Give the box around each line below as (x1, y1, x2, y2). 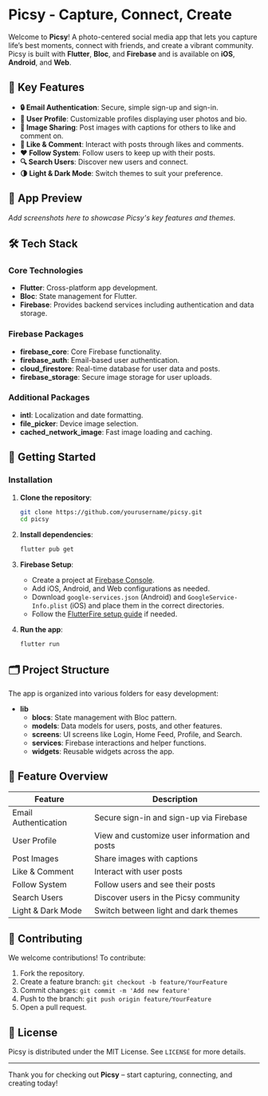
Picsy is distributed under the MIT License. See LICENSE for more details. (8, 1047, 246, 1057)
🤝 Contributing (8, 932, 83, 946)
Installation (8, 474, 53, 485)
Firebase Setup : (19, 560, 74, 569)
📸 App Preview (8, 192, 83, 205)
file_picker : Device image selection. (19, 418, 139, 428)
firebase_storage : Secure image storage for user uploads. (19, 372, 212, 381)
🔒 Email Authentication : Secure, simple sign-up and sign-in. (19, 102, 219, 112)
